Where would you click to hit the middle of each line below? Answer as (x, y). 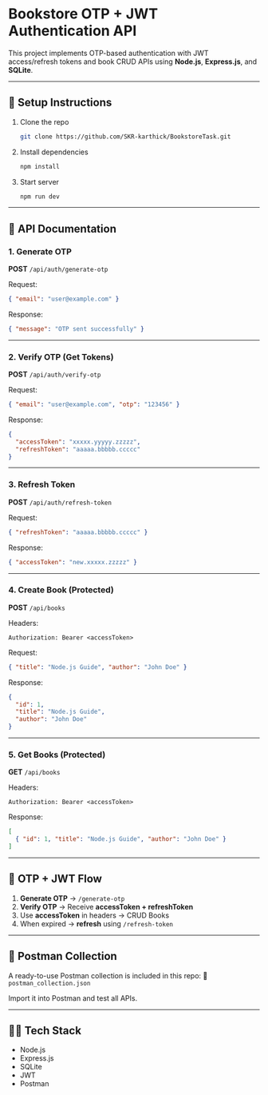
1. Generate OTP (40, 251)
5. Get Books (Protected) (57, 755)
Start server (39, 181)
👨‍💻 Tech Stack (45, 1031)
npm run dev (39, 197)
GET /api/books (34, 772)
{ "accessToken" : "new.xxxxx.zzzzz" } (73, 562)
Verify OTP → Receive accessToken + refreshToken (106, 906)
